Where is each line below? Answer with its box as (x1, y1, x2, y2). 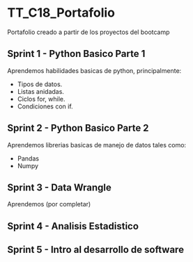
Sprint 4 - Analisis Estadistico (7, 220, 139, 232)
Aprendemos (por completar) (7, 200, 91, 208)
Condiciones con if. (17, 102, 73, 110)
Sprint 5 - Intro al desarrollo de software (7, 244, 185, 256)
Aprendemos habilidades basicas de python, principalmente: (7, 66, 182, 74)
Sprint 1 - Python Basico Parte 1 (7, 48, 146, 60)
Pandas (17, 154, 40, 163)
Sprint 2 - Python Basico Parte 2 (7, 122, 149, 134)
